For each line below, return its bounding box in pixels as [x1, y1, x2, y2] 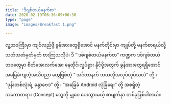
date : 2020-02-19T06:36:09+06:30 [5, 12, 77, 17]
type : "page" [5, 17, 33, 22]
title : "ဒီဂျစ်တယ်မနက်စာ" [5, 7, 57, 13]
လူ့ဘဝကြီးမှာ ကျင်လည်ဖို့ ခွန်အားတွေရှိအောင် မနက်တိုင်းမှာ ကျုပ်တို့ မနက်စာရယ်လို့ [5, 42, 166, 48]
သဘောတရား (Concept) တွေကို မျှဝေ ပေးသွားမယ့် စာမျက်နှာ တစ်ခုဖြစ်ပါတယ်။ [5, 92, 161, 98]
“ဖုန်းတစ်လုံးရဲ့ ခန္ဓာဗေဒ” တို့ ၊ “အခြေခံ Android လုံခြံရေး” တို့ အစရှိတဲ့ [5, 81, 140, 88]
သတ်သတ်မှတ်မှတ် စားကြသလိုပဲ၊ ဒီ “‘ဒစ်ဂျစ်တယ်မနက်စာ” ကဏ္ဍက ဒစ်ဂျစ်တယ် [5, 52, 161, 58]
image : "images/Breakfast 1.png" [5, 22, 77, 27]
